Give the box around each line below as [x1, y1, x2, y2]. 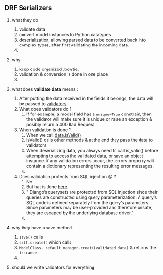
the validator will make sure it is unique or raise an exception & [26, 116, 152, 122]
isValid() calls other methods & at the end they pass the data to [26, 137, 153, 143]
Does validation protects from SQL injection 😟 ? [19, 173, 116, 179]
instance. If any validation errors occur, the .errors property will [26, 158, 154, 163]
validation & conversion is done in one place [19, 71, 108, 77]
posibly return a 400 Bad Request [26, 121, 94, 127]
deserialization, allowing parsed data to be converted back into [19, 37, 146, 43]
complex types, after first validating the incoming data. [19, 42, 129, 48]
